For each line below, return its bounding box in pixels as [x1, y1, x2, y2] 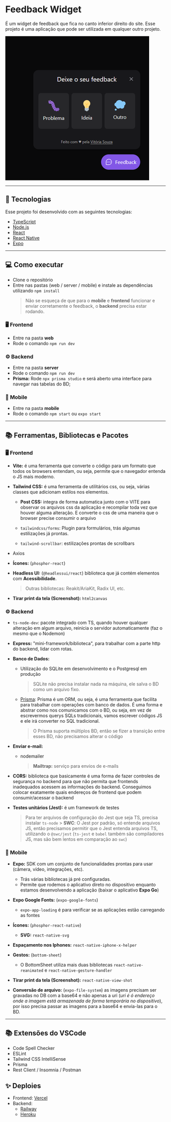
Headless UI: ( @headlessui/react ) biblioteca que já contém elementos [12, 570, 159, 576]
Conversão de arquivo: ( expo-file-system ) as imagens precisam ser [12, 987, 157, 993]
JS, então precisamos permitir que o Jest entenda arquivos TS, [25, 826, 158, 832]
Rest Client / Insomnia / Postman [12, 1067, 81, 1073]
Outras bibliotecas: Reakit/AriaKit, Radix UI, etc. [25, 585, 125, 591]
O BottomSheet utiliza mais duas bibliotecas [20, 961, 113, 968]
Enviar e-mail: [12, 743, 43, 749]
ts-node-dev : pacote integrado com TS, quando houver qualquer [12, 620, 148, 626]
